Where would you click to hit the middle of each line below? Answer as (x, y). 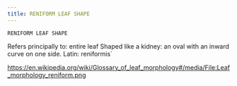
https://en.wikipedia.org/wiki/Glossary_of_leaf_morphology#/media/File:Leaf (119, 67)
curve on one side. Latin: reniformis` (60, 54)
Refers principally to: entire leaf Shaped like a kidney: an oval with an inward (118, 46)
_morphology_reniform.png (47, 75)
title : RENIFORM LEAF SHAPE (49, 14)
